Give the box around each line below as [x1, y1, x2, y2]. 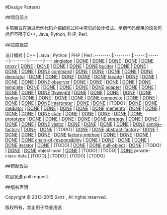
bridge [5, 95, 19, 101]
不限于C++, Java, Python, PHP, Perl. [13, 31, 88, 37]
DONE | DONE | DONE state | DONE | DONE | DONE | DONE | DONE [5, 111, 143, 116]
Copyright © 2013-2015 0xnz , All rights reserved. [5, 194, 107, 200]
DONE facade [94, 74, 122, 79]
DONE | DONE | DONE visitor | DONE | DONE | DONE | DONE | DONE [5, 121, 146, 127]
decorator [5, 74, 26, 79]
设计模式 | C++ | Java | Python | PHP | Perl [5, 52, 92, 58]
